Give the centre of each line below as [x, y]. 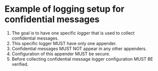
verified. [20, 64]
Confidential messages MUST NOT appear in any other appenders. [79, 48]
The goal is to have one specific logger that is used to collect [73, 33]
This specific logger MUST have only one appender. [64, 43]
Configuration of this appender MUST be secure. [61, 54]
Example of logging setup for [65, 9]
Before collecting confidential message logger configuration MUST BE [82, 59]
